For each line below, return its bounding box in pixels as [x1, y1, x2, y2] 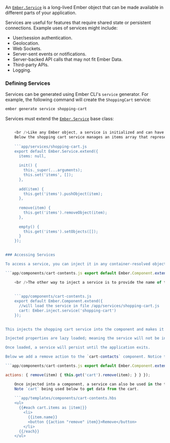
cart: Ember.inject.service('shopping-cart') [18, 308, 116, 313]
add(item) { [18, 186, 44, 192]
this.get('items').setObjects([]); [23, 229, 99, 234]
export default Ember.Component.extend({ [14, 299, 103, 304]
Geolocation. [12, 40, 39, 46]
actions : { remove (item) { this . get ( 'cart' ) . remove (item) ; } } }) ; [5, 372, 151, 378]
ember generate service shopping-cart [5, 107, 87, 112]
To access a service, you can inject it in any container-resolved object [5, 261, 166, 266]
